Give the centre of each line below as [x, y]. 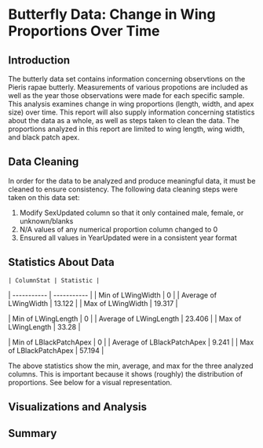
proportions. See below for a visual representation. [90, 382]
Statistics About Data [62, 262]
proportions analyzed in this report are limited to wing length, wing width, [126, 129]
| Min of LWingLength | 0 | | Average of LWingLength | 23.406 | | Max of [125, 319]
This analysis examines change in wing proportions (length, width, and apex [131, 104]
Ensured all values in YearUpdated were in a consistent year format [128, 238]
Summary [33, 433]
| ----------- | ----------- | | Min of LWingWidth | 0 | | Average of [113, 295]
